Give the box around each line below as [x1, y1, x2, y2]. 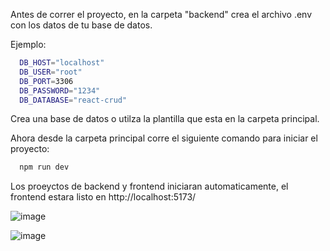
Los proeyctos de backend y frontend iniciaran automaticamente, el [10, 180, 289, 193]
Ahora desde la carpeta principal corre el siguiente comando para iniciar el [10, 132, 318, 144]
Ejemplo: [10, 39, 47, 50]
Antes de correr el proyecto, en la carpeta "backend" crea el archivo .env [10, 9, 313, 20]
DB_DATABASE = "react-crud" [19, 95, 128, 105]
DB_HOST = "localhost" [19, 58, 105, 68]
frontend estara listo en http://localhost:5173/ [10, 191, 197, 203]
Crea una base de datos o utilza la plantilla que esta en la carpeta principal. [10, 113, 320, 125]
